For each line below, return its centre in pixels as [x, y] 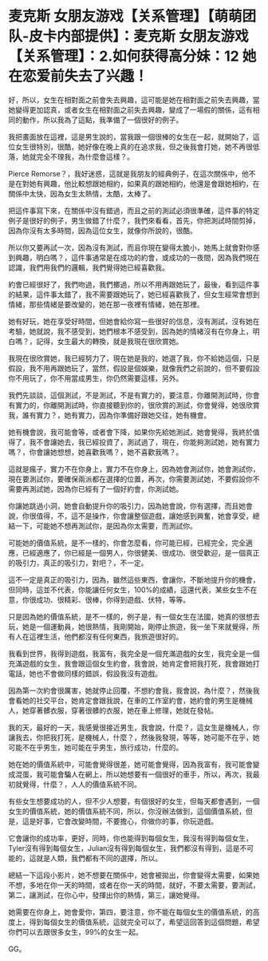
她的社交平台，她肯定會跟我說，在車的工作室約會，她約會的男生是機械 [137, 700]
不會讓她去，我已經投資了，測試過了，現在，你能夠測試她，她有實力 [148, 442]
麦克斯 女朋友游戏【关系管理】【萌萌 [125, 16]
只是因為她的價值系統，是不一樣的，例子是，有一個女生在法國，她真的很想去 [134, 616]
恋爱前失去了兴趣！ [86, 76]
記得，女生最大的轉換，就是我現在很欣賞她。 [109, 341]
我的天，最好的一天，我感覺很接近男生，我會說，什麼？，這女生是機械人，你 [134, 727]
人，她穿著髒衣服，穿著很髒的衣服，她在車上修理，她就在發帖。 [113, 710]
